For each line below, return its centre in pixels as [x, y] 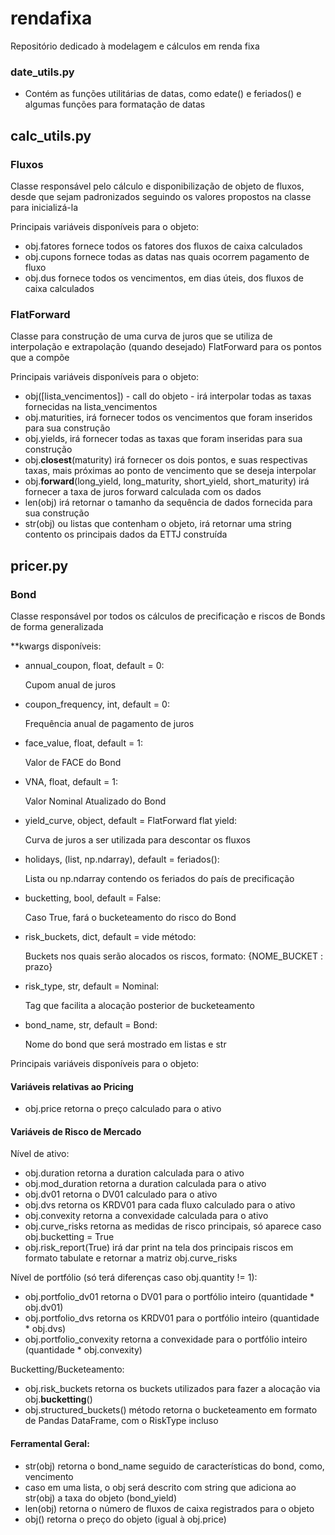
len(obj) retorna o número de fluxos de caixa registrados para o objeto [169, 1508]
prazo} [38, 966]
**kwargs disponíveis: [56, 646]
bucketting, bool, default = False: [93, 898]
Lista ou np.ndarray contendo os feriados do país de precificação [159, 878]
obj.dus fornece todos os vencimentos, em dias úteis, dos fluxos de [164, 278]
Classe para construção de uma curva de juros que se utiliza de [141, 336]
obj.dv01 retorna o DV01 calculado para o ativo [121, 1194]
